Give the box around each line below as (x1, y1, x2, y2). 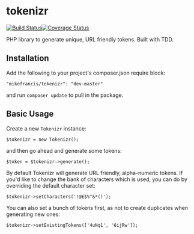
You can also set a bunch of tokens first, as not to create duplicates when (6, 204, 188, 211)
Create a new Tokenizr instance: (6, 125, 86, 132)
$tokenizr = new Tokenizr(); (6, 137, 79, 143)
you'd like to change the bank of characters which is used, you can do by (6, 176, 188, 183)
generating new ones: (6, 211, 60, 218)
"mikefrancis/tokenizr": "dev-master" (6, 81, 103, 87)
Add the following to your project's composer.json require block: (6, 69, 165, 76)
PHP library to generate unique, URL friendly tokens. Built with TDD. (6, 35, 174, 43)
